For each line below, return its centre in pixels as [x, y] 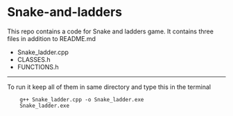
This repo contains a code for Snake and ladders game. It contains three [110, 31]
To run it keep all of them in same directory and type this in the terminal [109, 87]
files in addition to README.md [51, 38]
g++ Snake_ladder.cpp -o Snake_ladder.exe [82, 99]
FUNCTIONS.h [38, 67]
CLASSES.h [34, 59]
